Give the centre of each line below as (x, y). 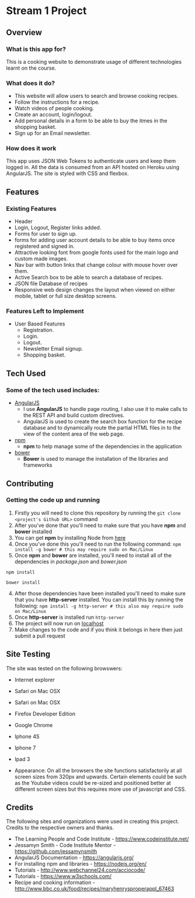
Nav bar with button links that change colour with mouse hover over (96, 265)
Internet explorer (35, 680)
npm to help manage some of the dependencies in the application (102, 447)
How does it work (31, 149)
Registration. (39, 330)
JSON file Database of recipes (51, 284)
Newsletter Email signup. (53, 349)
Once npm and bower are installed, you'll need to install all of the (93, 555)
